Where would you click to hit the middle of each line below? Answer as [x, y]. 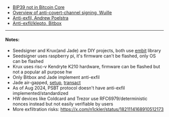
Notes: [13, 39]
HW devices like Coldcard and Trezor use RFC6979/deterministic [80, 99]
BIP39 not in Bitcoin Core [38, 7]
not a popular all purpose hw [42, 72]
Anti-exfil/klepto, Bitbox [37, 23]
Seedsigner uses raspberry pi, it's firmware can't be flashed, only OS [84, 56]
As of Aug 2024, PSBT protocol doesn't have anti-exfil [69, 88]
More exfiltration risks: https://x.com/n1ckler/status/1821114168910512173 [88, 109]
